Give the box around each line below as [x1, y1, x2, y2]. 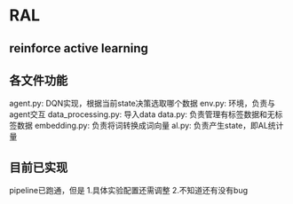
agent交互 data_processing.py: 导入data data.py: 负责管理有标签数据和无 [9, 109, 275, 120]
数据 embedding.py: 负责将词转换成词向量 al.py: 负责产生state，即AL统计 [16, 121, 284, 131]
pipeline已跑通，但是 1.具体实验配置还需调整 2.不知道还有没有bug [9, 185, 249, 196]
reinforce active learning [9, 41, 149, 56]
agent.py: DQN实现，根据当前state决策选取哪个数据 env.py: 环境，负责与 [9, 98, 276, 109]
